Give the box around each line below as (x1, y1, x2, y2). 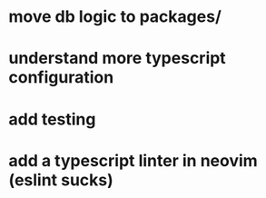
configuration (8, 67, 114, 88)
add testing (8, 109, 96, 129)
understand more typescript (8, 48, 226, 69)
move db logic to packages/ (8, 6, 222, 27)
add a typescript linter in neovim (8, 150, 258, 171)
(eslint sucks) (8, 170, 114, 190)
